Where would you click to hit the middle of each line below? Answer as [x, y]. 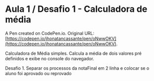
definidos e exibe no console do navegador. [50, 58]
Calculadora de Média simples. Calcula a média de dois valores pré [73, 53]
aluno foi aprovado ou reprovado [38, 73]
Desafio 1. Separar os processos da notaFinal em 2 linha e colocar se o [77, 68]
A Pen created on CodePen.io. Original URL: [50, 33]
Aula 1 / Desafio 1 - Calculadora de [76, 9]
